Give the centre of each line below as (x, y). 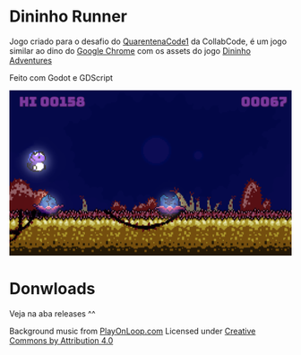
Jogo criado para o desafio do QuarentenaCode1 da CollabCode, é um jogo (148, 41)
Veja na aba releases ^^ (52, 314)
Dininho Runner (69, 17)
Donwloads (52, 289)
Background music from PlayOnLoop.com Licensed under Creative (133, 331)
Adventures (30, 60)
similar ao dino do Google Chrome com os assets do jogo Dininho (130, 50)
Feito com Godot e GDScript (61, 77)
